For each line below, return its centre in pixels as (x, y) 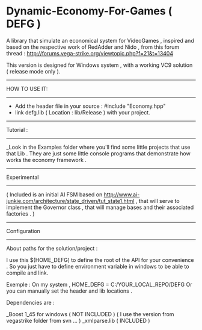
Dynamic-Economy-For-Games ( (89, 11)
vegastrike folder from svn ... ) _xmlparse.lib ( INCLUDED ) (78, 320)
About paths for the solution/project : (52, 248)
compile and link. (27, 273)
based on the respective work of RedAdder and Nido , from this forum (93, 47)
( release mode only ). (33, 71)
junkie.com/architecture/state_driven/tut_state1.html (70, 201)
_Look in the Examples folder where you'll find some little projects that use (98, 147)
